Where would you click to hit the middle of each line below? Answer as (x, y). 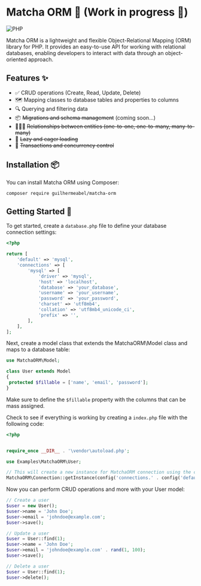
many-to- (183, 126)
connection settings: (31, 232)
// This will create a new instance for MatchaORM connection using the (99, 472)
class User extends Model (38, 371)
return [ (17, 254)
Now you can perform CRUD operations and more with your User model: (96, 489)
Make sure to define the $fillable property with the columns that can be (96, 399)
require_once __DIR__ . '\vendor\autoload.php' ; (68, 451)
